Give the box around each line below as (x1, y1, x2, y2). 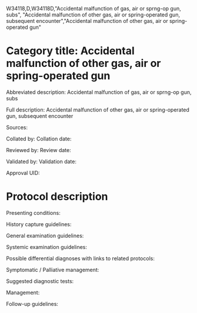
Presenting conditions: (6, 209, 61, 216)
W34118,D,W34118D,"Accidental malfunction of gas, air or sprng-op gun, (6, 5, 181, 12)
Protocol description (6, 190, 108, 203)
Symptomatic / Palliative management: (6, 266, 99, 273)
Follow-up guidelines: (6, 300, 59, 307)
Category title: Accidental (6, 44, 135, 58)
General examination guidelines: (6, 232, 84, 239)
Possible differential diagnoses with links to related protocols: (6, 255, 155, 262)
